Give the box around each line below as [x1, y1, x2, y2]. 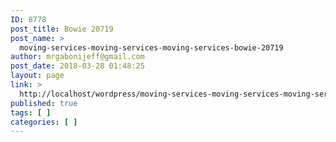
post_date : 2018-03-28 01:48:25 [10, 61, 145, 71]
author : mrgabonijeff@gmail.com [10, 52, 145, 62]
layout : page [10, 71, 65, 81]
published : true [10, 98, 78, 108]
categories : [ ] [10, 117, 78, 127]
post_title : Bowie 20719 [10, 24, 114, 34]
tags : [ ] [10, 107, 52, 118]
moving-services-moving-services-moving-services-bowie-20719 [19, 42, 284, 53]
